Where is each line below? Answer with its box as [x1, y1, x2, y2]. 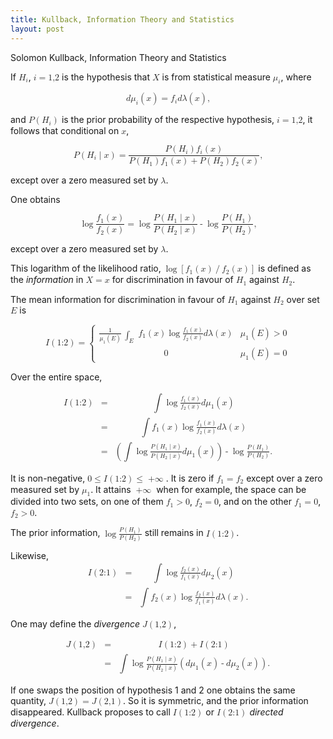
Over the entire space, [10, 371, 103, 383]
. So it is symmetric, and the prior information [123, 695, 309, 707]
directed [249, 706, 284, 718]
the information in [10, 274, 84, 286]
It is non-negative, [10, 472, 86, 484]
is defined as [258, 262, 312, 275]
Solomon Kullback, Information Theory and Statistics [10, 51, 227, 63]
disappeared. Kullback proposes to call [10, 706, 171, 718]
